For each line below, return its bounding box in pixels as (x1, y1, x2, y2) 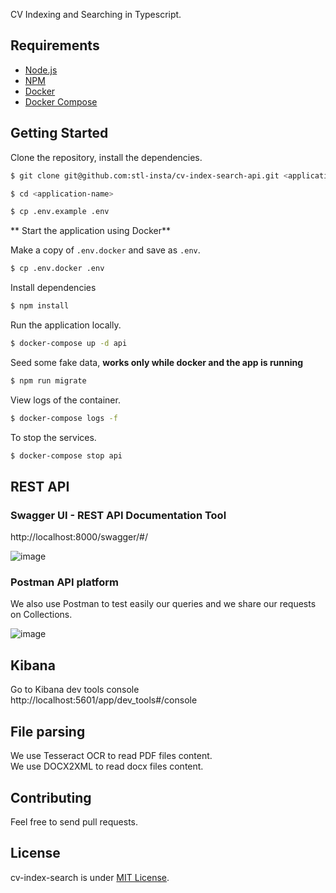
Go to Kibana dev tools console (10, 684, 140, 696)
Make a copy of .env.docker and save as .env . (10, 244, 201, 256)
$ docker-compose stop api (10, 450, 123, 461)
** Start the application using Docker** (10, 225, 171, 237)
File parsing (10, 723, 86, 740)
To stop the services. (10, 431, 97, 443)
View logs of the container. (10, 394, 121, 406)
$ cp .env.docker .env (10, 264, 105, 274)
